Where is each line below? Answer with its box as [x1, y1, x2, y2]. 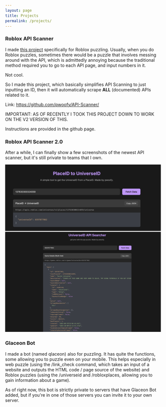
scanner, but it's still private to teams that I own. [5, 155, 103, 161]
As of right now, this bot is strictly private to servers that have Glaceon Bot [5, 387, 157, 393]
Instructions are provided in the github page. [5, 126, 96, 132]
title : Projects [5, 13, 39, 18]
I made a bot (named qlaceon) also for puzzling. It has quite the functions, [5, 351, 156, 357]
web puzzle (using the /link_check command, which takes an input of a [5, 361, 150, 367]
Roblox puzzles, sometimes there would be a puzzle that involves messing [5, 52, 157, 58]
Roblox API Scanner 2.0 [5, 138, 63, 145]
